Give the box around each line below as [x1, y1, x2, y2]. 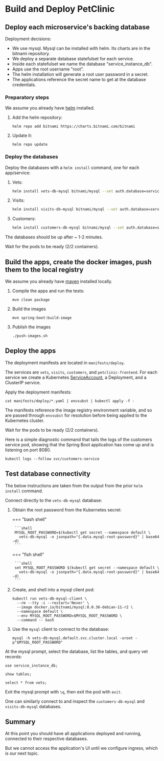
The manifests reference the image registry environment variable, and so [5, 407, 152, 413]
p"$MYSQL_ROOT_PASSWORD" [12, 640, 63, 645]
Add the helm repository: [12, 115, 63, 120]
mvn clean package [12, 298, 50, 302]
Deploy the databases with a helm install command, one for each [5, 164, 140, 170]
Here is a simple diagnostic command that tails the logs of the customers [5, 437, 152, 442]
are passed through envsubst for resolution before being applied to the [5, 412, 147, 418]
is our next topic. [5, 750, 39, 757]
